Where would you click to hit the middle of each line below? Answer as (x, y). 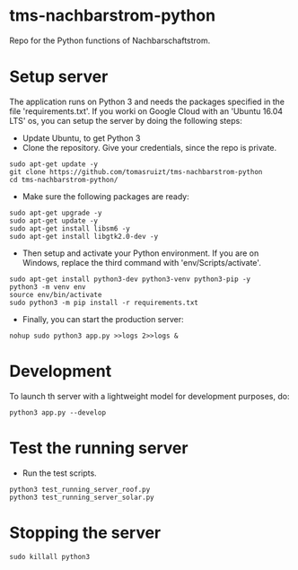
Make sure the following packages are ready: (106, 196)
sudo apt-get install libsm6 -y (70, 228)
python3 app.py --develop (57, 412)
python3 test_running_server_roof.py (80, 489)
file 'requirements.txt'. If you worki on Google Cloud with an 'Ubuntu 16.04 (146, 111)
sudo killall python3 (50, 557)
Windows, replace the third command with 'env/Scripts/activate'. (142, 262)
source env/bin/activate (56, 294)
